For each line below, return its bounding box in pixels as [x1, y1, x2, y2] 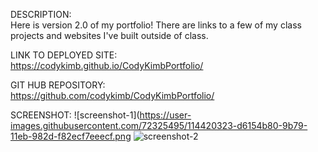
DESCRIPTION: [10, 9, 72, 20]
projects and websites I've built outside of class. [10, 30, 209, 41]
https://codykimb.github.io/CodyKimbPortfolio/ [10, 60, 204, 71]
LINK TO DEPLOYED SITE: [10, 49, 118, 61]
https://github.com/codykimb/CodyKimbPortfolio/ [10, 90, 215, 101]
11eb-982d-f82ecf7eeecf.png [10, 130, 132, 142]
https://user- [139, 109, 192, 121]
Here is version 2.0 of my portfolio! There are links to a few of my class [10, 19, 302, 31]
